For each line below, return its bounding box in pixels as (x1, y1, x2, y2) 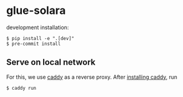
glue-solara (6, 4, 66, 18)
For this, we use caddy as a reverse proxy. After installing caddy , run (6, 73, 178, 81)
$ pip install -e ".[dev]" (6, 35, 75, 41)
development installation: (6, 24, 69, 31)
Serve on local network (6, 57, 96, 67)
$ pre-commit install (6, 41, 61, 47)
